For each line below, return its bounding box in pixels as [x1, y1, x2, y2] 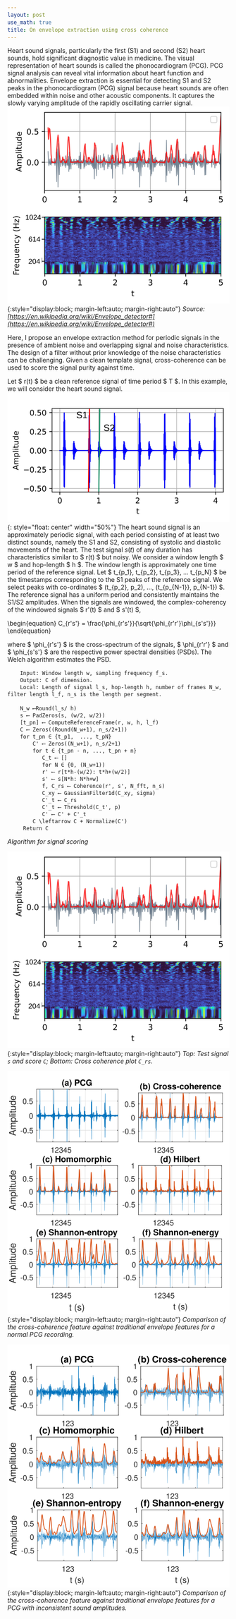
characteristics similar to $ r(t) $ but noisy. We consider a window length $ [7, 553, 224, 562]
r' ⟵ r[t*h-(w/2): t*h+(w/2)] [42, 769, 131, 776]
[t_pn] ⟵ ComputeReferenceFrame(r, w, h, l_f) [20, 720, 159, 727]
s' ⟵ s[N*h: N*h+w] [42, 776, 99, 783]
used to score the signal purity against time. [7, 363, 135, 372]
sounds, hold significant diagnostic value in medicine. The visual [7, 54, 195, 63]
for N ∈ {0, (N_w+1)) [42, 762, 106, 769]
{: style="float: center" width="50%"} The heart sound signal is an [7, 523, 201, 532]
